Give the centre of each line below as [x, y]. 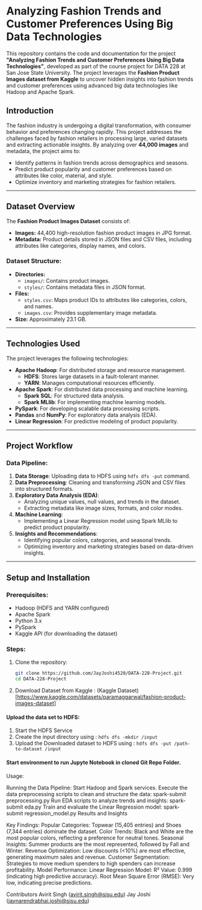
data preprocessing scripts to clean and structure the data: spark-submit [96, 794]
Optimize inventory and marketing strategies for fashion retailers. [95, 182]
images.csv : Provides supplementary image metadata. [90, 312]
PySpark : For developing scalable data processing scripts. [87, 408]
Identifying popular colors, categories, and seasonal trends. [98, 540]
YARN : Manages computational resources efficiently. [89, 383]
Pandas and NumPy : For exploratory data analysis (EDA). [86, 415]
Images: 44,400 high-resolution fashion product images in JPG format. [103, 233]
